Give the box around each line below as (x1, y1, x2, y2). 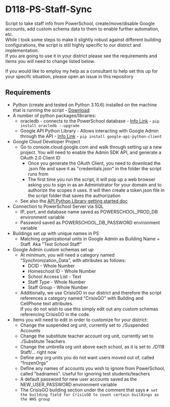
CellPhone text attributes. (20, 300, 74, 306)
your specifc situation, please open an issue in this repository (5, 73, 133, 79)
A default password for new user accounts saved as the (20, 376, 137, 382)
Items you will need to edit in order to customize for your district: (12, 317, 148, 323)
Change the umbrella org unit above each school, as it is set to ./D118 (20, 343, 165, 350)
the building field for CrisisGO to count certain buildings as (20, 392, 159, 397)
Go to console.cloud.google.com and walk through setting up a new (20, 144, 162, 150)
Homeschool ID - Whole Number (27, 268, 96, 274)
